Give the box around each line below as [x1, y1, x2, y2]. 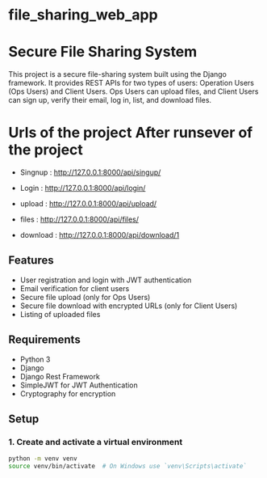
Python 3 [19, 354, 51, 364]
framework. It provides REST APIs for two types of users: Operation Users [8, 78, 254, 88]
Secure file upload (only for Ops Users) [19, 292, 151, 302]
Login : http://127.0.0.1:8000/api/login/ [19, 184, 146, 193]
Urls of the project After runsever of [8, 124, 253, 142]
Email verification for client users [19, 283, 130, 293]
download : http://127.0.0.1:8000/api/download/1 [19, 231, 180, 240]
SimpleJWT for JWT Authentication [19, 380, 139, 390]
